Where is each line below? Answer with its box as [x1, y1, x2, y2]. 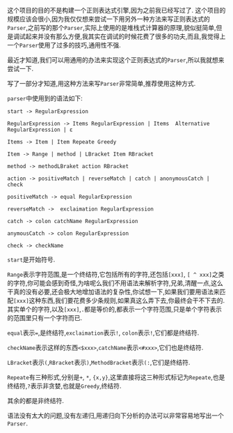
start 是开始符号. [7, 255, 56, 264]
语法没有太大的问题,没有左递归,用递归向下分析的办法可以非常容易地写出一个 [7, 411, 225, 420]
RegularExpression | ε [7, 126, 73, 133]
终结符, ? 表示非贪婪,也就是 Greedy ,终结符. [7, 382, 122, 390]
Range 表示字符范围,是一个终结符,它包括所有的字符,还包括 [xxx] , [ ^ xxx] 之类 [7, 271, 225, 278]
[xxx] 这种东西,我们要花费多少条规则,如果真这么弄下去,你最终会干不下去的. [13, 296, 225, 305]
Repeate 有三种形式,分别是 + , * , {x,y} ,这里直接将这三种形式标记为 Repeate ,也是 [7, 373, 225, 381]
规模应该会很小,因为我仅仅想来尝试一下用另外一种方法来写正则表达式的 [7, 15, 211, 23]
